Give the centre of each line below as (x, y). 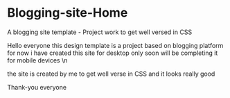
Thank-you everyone (37, 87)
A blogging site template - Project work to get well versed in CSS (100, 32)
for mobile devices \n (37, 60)
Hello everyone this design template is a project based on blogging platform (115, 45)
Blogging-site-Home (68, 13)
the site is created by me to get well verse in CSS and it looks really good (111, 74)
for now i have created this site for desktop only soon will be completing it (113, 53)
